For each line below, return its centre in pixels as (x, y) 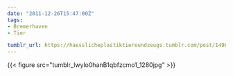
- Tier (17, 33)
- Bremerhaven (28, 26)
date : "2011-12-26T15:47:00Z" (51, 13)
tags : (15, 20)
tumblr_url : (24, 46)
